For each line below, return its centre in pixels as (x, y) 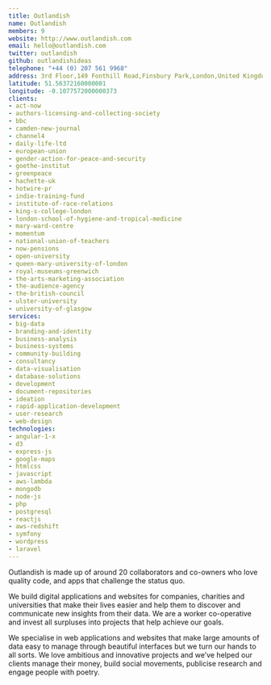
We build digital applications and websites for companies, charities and (127, 596)
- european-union (38, 151)
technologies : (32, 429)
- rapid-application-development (65, 406)
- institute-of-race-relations (61, 204)
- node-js (25, 496)
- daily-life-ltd (38, 143)
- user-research (35, 414)
